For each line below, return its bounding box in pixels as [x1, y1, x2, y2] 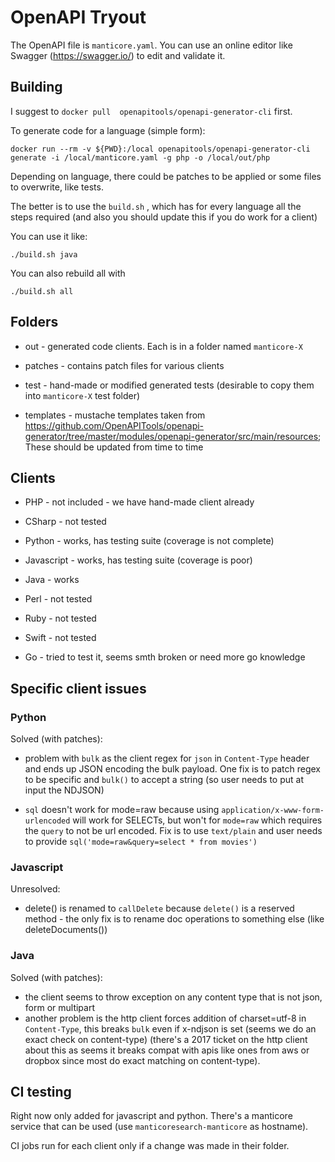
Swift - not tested [24, 632, 97, 644]
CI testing [10, 1084, 72, 1101]
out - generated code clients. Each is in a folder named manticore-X [24, 340, 303, 352]
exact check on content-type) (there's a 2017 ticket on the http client [24, 1033, 308, 1045]
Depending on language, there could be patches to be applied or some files [10, 170, 322, 182]
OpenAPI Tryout [10, 6, 147, 29]
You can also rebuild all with [10, 267, 126, 279]
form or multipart [24, 1001, 96, 1013]
